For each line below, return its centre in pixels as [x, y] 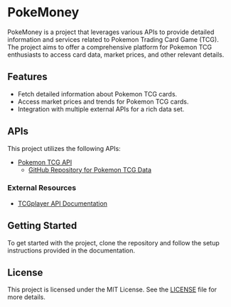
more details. [27, 297]
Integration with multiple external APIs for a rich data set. [101, 109]
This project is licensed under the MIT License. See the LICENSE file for [112, 290]
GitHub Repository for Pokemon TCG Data [90, 169]
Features [27, 77]
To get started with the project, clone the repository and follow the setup [114, 242]
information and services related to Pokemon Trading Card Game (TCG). [113, 39]
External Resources [42, 188]
